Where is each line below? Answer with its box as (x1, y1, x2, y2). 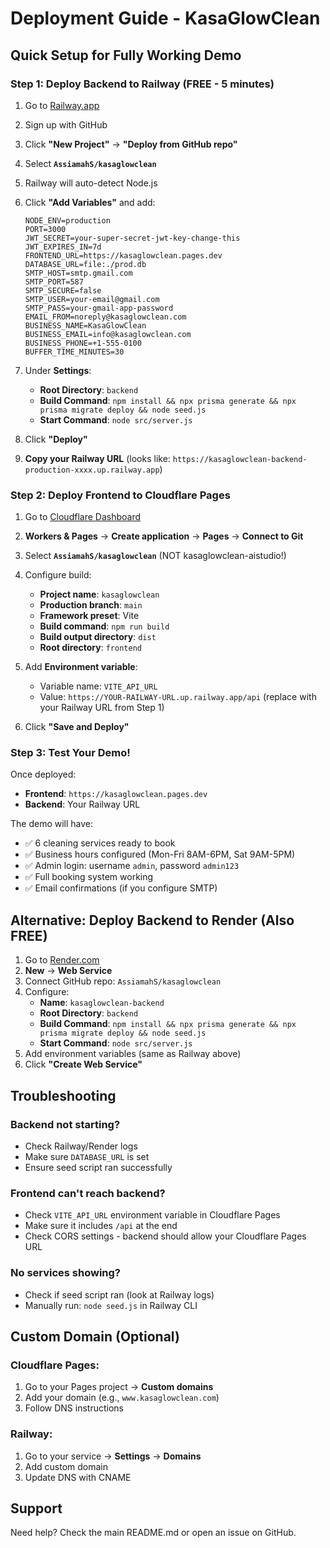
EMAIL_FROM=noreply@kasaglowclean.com (24, 312, 187, 322)
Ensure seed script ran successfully (24, 1161, 173, 1173)
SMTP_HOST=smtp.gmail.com (24, 268, 133, 278)
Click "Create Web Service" (24, 1058, 143, 1071)
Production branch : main (39, 599, 143, 611)
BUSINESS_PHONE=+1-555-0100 (24, 338, 142, 348)
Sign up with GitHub (24, 118, 108, 131)
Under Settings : (24, 364, 92, 376)
